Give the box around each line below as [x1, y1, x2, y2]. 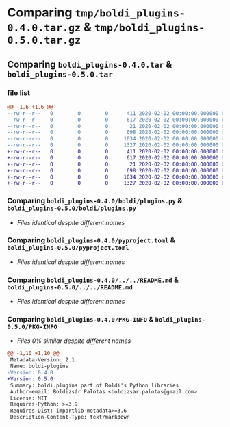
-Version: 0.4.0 [7, 370, 53, 376]
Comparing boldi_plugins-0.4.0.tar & [7, 58, 172, 70]
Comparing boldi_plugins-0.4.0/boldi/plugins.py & [7, 196, 183, 206]
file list [7, 88, 31, 97]
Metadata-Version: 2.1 [10, 357, 75, 363]
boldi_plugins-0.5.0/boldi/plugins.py [7, 205, 137, 213]
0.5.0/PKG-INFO [7, 323, 58, 331]
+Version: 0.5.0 [7, 375, 53, 383]
